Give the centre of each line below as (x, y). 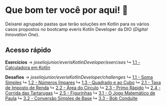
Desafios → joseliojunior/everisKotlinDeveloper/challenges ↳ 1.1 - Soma (79, 77)
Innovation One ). (22, 34)
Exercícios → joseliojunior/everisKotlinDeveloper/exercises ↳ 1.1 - (73, 62)
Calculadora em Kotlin (28, 67)
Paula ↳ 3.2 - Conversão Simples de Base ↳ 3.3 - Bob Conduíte (72, 98)
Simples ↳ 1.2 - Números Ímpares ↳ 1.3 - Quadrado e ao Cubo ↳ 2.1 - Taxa (83, 82)
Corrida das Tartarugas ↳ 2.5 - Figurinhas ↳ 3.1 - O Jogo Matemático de (80, 93)
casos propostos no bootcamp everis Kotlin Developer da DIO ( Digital (77, 29)
